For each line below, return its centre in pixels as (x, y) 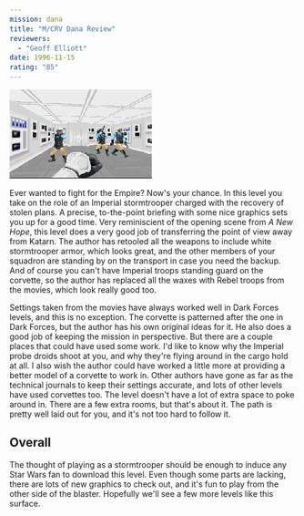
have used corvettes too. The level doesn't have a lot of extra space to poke (152, 395)
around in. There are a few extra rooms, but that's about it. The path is (141, 404)
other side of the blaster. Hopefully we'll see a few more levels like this (142, 493)
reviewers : (30, 38)
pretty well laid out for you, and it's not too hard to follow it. (120, 414)
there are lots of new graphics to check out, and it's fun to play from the (144, 484)
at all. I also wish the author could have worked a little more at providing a (147, 366)
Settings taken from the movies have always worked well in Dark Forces (144, 307)
